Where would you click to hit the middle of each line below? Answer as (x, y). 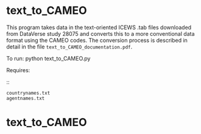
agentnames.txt (26, 98)
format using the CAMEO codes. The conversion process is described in (97, 40)
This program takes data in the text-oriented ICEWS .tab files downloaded (99, 27)
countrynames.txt (28, 93)
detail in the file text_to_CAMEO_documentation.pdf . (69, 47)
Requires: (18, 70)
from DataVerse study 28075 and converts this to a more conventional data (100, 33)
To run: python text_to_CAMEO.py (48, 58)
